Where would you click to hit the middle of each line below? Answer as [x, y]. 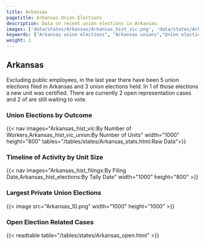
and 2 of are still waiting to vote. [47, 99]
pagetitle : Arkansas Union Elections [54, 18]
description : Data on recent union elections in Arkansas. [83, 23]
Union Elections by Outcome [49, 115]
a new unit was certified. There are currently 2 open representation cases [99, 93]
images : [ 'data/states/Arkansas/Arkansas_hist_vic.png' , [80, 29]
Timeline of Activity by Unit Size [55, 158]
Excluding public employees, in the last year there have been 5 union [93, 79]
